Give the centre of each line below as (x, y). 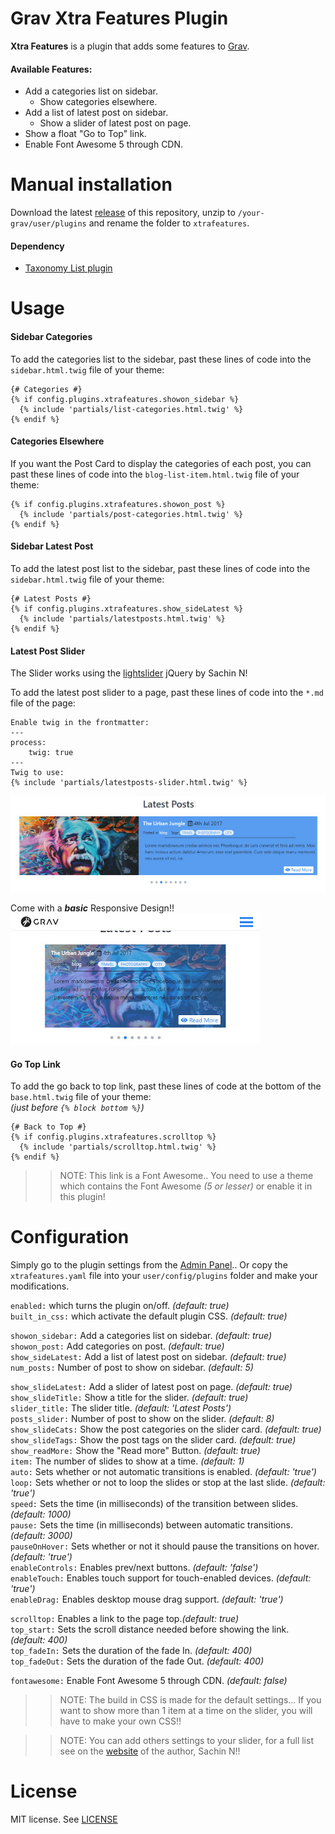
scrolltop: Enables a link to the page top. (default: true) (125, 1619)
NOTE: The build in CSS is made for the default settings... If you (190, 1700)
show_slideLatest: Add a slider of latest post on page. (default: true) (151, 1387)
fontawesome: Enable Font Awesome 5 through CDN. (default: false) (149, 1681)
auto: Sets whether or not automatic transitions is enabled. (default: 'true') (163, 1472)
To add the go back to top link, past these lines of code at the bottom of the (166, 1086)
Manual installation (91, 184)
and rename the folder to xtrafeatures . (169, 223)
